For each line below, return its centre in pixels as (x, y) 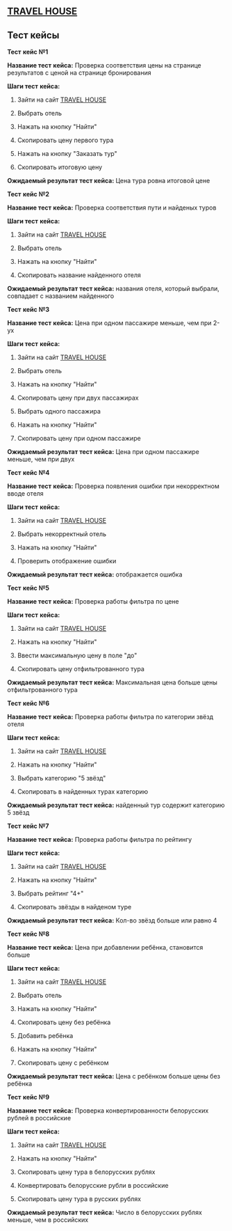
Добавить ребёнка (45, 1036)
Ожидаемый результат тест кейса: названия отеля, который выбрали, (114, 289)
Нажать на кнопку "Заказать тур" (67, 154)
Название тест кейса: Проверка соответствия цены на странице (104, 65)
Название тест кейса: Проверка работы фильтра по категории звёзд (110, 717)
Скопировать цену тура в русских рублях (79, 1199)
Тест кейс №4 (28, 473)
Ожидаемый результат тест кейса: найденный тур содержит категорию (116, 805)
